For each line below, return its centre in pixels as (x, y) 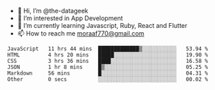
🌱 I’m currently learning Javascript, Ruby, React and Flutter (102, 25)
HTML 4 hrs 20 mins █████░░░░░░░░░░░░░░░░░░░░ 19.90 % (108, 55)
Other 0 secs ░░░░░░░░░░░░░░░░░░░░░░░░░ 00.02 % (108, 80)
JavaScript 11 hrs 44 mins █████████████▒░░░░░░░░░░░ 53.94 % (108, 49)
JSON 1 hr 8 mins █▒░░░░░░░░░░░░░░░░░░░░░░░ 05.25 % (108, 67)
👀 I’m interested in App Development (70, 18)
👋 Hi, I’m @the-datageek (53, 11)
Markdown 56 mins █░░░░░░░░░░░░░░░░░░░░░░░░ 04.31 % (108, 73)
